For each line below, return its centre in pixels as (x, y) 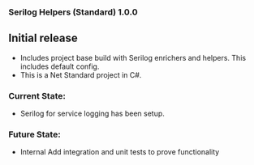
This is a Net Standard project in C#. (81, 74)
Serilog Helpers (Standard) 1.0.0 (73, 12)
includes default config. (60, 66)
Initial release (43, 38)
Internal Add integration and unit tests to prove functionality (120, 152)
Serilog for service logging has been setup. (92, 114)
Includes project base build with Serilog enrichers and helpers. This (133, 57)
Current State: (37, 95)
